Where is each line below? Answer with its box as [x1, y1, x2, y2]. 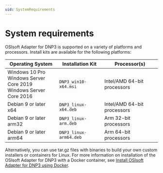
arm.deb [59, 120, 77, 126]
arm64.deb [59, 134, 82, 140]
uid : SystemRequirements [5, 7, 55, 12]
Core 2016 [7, 93, 33, 100]
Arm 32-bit [104, 115, 131, 121]
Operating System [9, 60, 52, 67]
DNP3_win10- [59, 79, 87, 85]
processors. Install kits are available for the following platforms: [5, 49, 131, 55]
